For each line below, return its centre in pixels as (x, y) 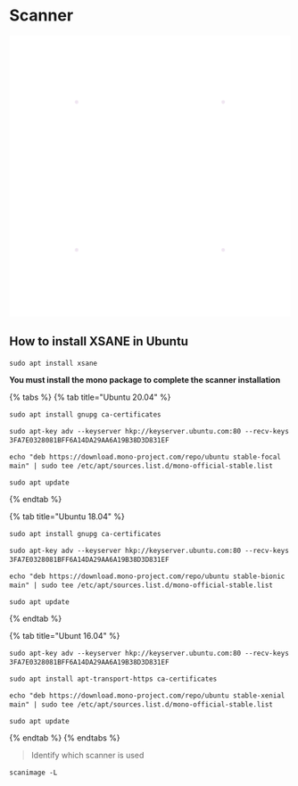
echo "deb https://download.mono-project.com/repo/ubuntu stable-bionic (147, 576)
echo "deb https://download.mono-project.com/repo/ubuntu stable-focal (145, 457)
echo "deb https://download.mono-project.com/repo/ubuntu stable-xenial (147, 695)
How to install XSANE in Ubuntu (99, 341)
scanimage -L (33, 773)
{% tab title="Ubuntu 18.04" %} (67, 516)
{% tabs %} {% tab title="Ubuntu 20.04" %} (90, 397)
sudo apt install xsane (54, 363)
